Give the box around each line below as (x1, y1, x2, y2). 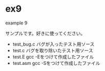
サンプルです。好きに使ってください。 (5, 30, 86, 36)
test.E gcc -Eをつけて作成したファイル (12, 54, 94, 60)
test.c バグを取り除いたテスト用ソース (12, 47, 93, 53)
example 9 (5, 20, 28, 26)
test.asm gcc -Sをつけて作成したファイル (12, 60, 100, 66)
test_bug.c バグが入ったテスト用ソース (12, 41, 95, 47)
